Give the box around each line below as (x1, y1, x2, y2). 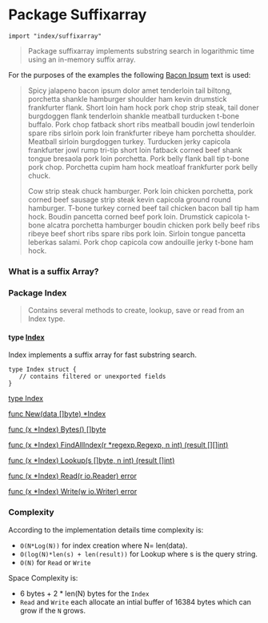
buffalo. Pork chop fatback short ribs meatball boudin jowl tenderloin (27, 119, 255, 129)
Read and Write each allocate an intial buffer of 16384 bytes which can (19, 597, 252, 606)
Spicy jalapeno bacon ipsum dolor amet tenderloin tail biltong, (27, 86, 232, 95)
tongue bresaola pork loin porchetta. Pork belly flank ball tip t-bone (27, 154, 250, 163)
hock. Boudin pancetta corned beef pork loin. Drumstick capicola (27, 211, 243, 221)
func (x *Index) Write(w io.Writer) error (8, 487, 138, 496)
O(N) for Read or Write (19, 557, 91, 567)
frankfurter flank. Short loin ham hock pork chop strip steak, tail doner (27, 102, 259, 112)
